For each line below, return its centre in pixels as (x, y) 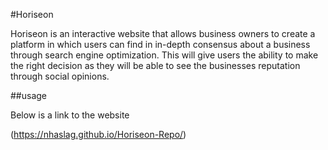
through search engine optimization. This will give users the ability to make (164, 55)
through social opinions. (60, 76)
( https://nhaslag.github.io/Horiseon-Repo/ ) (98, 134)
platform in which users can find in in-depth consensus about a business (160, 44)
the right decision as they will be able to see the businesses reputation (155, 65)
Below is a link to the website (70, 115)
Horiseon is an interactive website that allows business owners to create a (163, 33)
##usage (29, 95)
